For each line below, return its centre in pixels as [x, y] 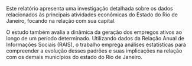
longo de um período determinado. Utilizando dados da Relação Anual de [95, 38]
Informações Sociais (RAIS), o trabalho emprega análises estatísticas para [96, 44]
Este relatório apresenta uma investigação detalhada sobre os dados [90, 8]
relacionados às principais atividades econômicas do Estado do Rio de [92, 15]
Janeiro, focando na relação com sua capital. [61, 21]
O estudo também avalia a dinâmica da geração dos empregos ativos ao [94, 32]
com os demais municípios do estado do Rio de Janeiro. [74, 57]
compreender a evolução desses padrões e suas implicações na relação [94, 51]
